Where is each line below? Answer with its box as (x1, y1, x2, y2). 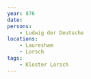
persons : (7, 23, 32, 30)
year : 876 (7, 10, 36, 17)
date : (7, 16, 23, 23)
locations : (7, 36, 38, 43)
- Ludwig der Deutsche (19, 29, 84, 36)
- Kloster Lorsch (19, 61, 69, 68)
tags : (7, 55, 23, 62)
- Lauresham (19, 42, 53, 49)
